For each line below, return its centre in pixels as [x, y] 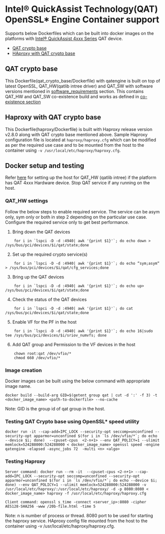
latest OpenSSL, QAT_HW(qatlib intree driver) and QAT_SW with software [79, 86]
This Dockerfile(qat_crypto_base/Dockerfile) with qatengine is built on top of [83, 81]
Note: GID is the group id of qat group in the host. [55, 409]
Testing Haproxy [25, 461]
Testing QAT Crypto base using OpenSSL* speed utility [72, 421]
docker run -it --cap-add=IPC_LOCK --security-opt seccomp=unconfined [79, 432]
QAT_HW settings [27, 201]
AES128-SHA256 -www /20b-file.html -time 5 [50, 506]
